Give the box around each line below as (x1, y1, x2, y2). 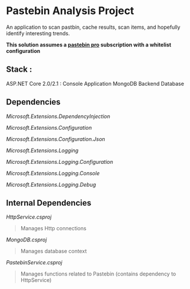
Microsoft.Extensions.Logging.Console (6, 169, 100, 177)
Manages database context (20, 248, 87, 255)
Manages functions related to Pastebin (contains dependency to (20, 270, 176, 277)
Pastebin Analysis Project (6, 4, 134, 18)
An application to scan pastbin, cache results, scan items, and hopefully (6, 23, 181, 31)
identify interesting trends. (6, 29, 71, 36)
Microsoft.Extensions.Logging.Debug (6, 181, 96, 188)
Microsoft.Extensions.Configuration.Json (6, 135, 105, 142)
